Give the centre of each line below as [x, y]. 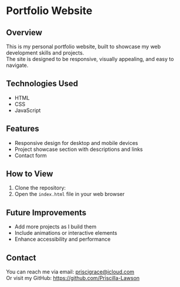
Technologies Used [42, 84]
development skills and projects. [45, 53]
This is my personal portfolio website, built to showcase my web [84, 46]
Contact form [30, 155]
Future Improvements [46, 212]
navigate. [17, 65]
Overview [24, 33]
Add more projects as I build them [55, 227]
